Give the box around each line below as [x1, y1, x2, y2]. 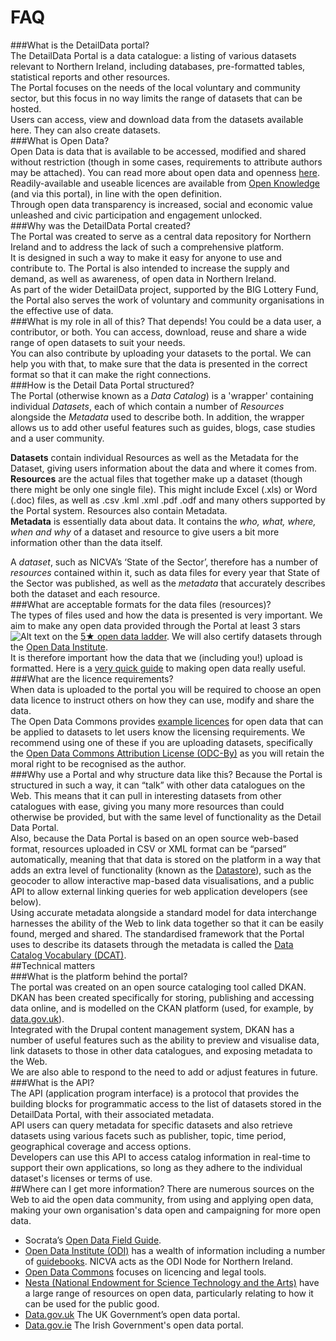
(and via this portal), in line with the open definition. [10, 187, 223, 200]
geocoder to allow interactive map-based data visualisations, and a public [10, 874, 315, 886]
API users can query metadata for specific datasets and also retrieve [10, 1119, 293, 1131]
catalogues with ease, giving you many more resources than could [10, 800, 285, 812]
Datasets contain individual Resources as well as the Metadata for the [10, 451, 299, 463]
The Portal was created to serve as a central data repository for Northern [10, 230, 312, 242]
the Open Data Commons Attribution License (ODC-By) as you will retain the [10, 747, 325, 759]
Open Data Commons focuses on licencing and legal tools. [24, 1266, 267, 1278]
